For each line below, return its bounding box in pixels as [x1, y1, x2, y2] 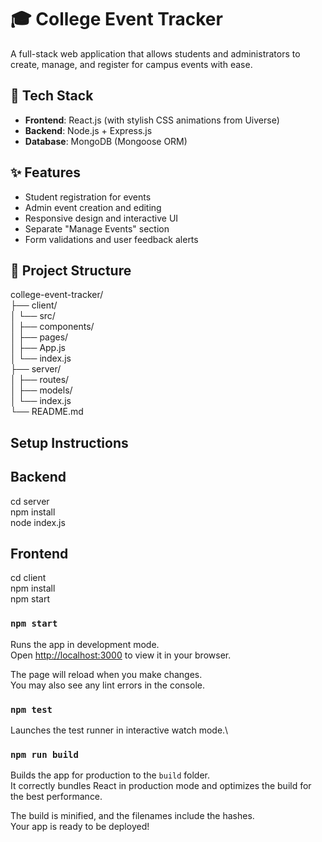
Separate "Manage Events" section [24, 222, 170, 235]
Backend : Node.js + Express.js [24, 124, 153, 136]
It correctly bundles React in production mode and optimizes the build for [10, 780, 312, 792]
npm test [10, 704, 53, 715]
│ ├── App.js [10, 342, 66, 354]
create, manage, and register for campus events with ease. [10, 58, 253, 70]
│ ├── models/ [10, 384, 73, 396]
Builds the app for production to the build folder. [10, 769, 211, 781]
